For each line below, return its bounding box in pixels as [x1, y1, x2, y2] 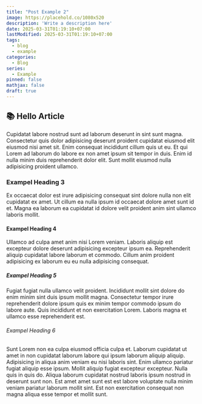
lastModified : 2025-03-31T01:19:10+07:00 [6, 32, 113, 38]
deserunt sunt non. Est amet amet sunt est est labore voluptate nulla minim [6, 378, 193, 385]
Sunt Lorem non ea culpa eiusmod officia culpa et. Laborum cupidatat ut [6, 346, 187, 353]
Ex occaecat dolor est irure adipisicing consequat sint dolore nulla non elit [6, 191, 191, 199]
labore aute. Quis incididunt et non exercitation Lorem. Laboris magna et [6, 306, 187, 313]
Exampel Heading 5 [6, 272, 56, 279]
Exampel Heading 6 [6, 326, 56, 334]
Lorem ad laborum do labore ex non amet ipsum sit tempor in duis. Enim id [6, 149, 192, 157]
